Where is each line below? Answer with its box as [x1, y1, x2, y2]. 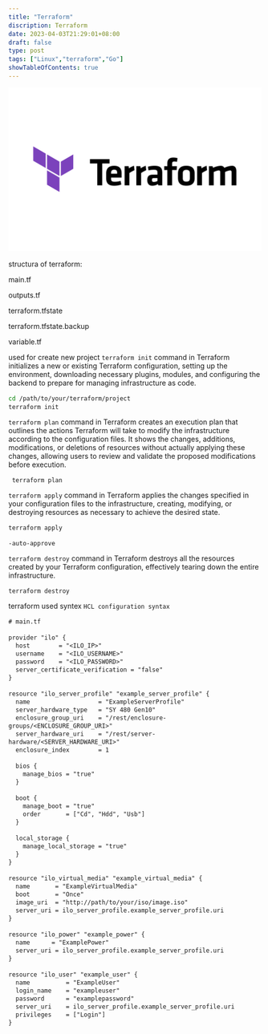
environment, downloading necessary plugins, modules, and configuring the [8, 369, 261, 379]
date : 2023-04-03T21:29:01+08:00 [8, 30, 120, 38]
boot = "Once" [15, 890, 84, 898]
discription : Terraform [8, 21, 88, 30]
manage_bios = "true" [22, 770, 95, 778]
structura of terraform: [8, 259, 83, 269]
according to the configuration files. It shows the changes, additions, [8, 434, 236, 444]
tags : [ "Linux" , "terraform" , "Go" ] [8, 55, 124, 63]
